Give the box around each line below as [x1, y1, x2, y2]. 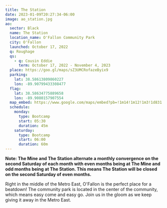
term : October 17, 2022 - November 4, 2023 [18, 63, 111, 68]
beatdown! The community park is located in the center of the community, [5, 187, 158, 192]
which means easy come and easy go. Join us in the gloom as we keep [5, 192, 152, 198]
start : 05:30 [18, 118, 46, 124]
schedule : [9, 105, 30, 110]
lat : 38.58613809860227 [14, 77, 64, 82]
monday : [14, 109, 30, 115]
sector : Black [9, 26, 39, 31]
